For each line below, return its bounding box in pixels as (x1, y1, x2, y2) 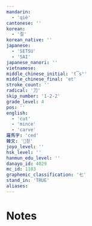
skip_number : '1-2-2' (6, 93, 61, 99)
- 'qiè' (11, 15, 31, 21)
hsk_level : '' (6, 149, 42, 155)
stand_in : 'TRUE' (6, 178, 50, 184)
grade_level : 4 (6, 98, 44, 105)
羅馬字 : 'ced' (6, 132, 39, 139)
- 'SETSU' (11, 48, 36, 54)
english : (6, 110, 28, 116)
